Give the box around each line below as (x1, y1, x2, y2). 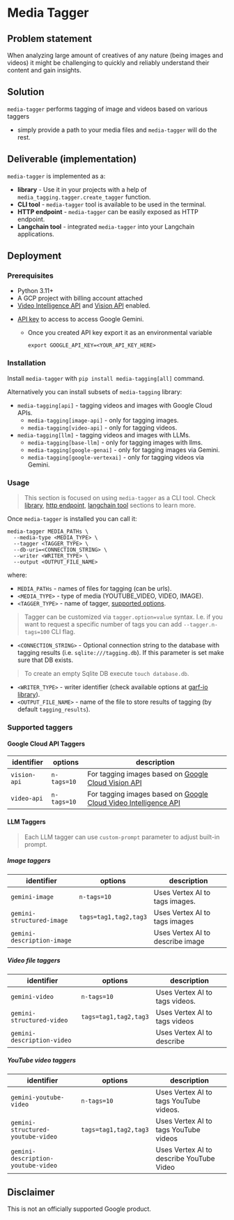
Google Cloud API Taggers (7, 739, 86, 748)
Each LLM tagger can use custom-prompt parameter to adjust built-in (24, 833, 220, 841)
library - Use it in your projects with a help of (17, 185, 148, 193)
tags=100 (24, 628, 50, 635)
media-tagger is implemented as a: (7, 172, 106, 180)
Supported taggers (7, 722, 73, 732)
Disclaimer (7, 1186, 55, 1198)
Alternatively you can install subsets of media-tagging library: (7, 387, 182, 396)
